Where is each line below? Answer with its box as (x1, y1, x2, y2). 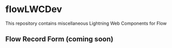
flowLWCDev (5, 4, 63, 15)
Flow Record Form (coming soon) (5, 35, 114, 43)
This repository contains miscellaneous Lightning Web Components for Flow (5, 20, 167, 26)
